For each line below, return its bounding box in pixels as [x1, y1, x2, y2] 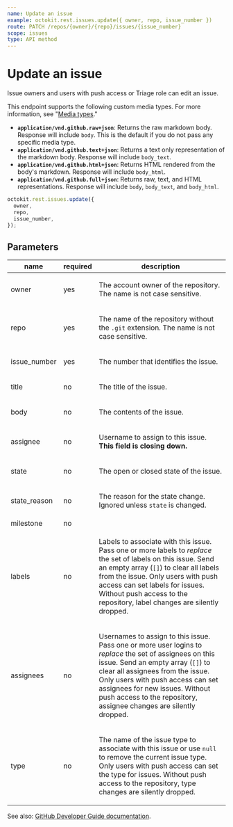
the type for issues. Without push [98, 770, 207, 780]
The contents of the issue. [98, 408, 184, 417]
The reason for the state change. [98, 492, 206, 501]
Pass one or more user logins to [98, 641, 202, 650]
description [141, 262, 180, 271]
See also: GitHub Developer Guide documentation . [7, 812, 151, 821]
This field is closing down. [98, 441, 187, 451]
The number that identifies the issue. [98, 357, 218, 367]
